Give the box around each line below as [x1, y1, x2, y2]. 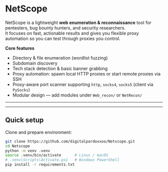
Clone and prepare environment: [5, 129, 72, 135]
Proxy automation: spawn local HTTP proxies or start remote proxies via [12, 70, 161, 76]
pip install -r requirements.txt [5, 162, 75, 167]
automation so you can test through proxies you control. [5, 35, 121, 41]
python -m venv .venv [5, 148, 50, 153]
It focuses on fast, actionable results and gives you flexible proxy [5, 30, 139, 36]
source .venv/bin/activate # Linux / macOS [5, 153, 108, 158]
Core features [5, 45, 35, 51]
